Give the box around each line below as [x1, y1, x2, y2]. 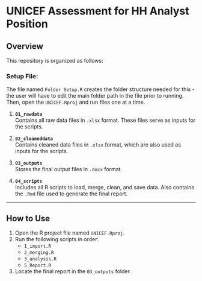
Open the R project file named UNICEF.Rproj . [14, 229, 125, 236]
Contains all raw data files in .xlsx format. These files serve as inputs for [14, 116, 196, 124]
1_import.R [23, 243, 52, 250]
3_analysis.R [23, 256, 57, 262]
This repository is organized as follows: [6, 57, 103, 64]
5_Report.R [23, 262, 52, 269]
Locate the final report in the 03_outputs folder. [14, 268, 131, 275]
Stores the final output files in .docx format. [14, 166, 122, 173]
